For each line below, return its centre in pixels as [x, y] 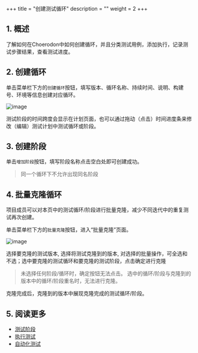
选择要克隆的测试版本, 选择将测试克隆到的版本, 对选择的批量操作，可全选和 [97, 254]
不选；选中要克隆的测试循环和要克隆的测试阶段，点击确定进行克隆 [86, 261]
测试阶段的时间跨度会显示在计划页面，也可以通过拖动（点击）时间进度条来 [96, 118]
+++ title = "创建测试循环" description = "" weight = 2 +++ [77, 9]
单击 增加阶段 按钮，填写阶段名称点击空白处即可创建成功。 [74, 161]
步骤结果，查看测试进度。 [42, 51]
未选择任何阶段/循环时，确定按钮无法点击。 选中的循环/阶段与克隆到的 [106, 273]
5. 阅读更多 [26, 314]
